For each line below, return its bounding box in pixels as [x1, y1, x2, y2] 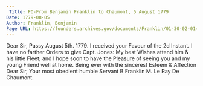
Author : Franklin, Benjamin [6, 20, 77, 26]
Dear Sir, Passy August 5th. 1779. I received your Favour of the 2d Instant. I [6, 42, 193, 49]
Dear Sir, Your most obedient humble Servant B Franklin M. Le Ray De [6, 67, 179, 75]
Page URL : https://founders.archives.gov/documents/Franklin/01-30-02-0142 [6, 25, 201, 32]
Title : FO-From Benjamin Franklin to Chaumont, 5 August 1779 [8, 8, 169, 15]
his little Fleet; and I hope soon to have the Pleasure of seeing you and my [6, 55, 190, 62]
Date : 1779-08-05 [6, 14, 50, 20]
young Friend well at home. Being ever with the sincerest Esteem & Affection [6, 61, 197, 69]
